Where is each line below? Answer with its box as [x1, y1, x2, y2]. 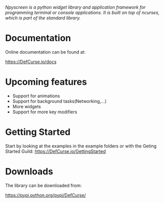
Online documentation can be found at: [5, 49, 86, 55]
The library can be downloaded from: [5, 182, 82, 188]
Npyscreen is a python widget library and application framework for [5, 5, 146, 10]
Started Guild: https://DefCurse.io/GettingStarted [5, 148, 106, 154]
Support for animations [12, 93, 60, 99]
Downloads [5, 166, 53, 177]
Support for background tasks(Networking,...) [12, 98, 106, 104]
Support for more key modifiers [12, 109, 77, 115]
